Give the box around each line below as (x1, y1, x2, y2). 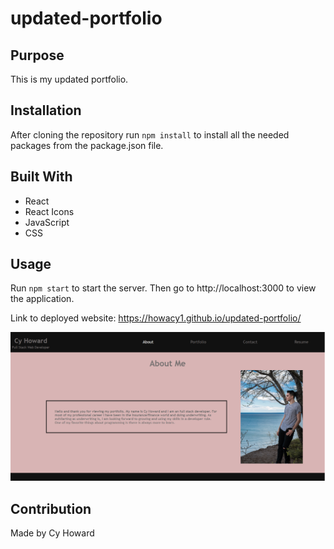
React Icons (24, 205, 75, 217)
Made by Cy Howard (10, 527, 95, 539)
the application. (10, 293, 75, 305)
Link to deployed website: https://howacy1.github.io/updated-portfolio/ (10, 312, 302, 324)
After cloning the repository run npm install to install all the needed (10, 128, 290, 141)
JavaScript (24, 216, 70, 228)
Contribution (10, 500, 92, 517)
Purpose (10, 47, 65, 64)
